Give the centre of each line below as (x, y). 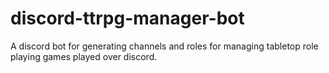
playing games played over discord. (84, 56)
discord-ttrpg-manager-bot (127, 18)
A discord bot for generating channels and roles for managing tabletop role (164, 46)
